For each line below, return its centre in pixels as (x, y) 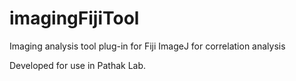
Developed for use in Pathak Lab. (78, 65)
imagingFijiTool (74, 18)
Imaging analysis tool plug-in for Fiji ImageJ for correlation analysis (147, 46)
